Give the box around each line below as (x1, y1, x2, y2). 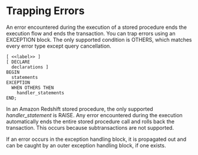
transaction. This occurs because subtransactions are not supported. (6, 124, 174, 131)
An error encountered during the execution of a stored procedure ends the (6, 24, 187, 31)
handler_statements (16, 90, 65, 95)
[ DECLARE (6, 59, 31, 65)
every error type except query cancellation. (6, 42, 112, 50)
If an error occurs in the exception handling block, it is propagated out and (6, 136, 187, 143)
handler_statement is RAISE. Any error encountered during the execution (6, 111, 183, 118)
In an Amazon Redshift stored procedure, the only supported (6, 105, 153, 113)
